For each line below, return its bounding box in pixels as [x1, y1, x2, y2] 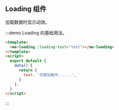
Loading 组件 [5, 5, 47, 14]
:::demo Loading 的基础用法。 [5, 30, 67, 36]
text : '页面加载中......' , [23, 72, 77, 77]
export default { [10, 58, 47, 64]
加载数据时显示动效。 [5, 19, 50, 25]
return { [18, 68, 37, 73]
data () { [14, 63, 33, 68]
